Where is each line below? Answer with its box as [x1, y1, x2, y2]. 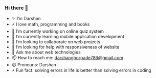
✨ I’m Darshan [11, 16, 41, 22]
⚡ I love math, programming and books [11, 22, 90, 27]
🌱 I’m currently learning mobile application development [11, 34, 125, 40]
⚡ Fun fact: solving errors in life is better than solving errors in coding [11, 67, 152, 73]
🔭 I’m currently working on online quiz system [11, 28, 104, 34]
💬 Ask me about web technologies [11, 49, 81, 55]
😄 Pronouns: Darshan [11, 62, 57, 68]
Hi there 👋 [4, 4, 29, 11]
